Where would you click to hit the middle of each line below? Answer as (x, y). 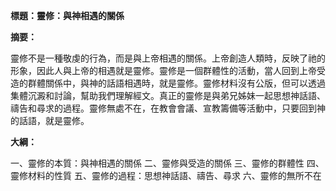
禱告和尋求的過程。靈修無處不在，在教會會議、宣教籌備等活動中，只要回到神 (168, 108)
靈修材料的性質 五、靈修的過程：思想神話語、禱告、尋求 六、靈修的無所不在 (166, 175)
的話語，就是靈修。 (50, 120)
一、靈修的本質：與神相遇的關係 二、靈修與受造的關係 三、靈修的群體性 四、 (167, 163)
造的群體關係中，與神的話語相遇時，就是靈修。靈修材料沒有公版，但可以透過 (168, 83)
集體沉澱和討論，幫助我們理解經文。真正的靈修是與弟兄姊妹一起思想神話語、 (168, 95)
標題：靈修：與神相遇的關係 (67, 15)
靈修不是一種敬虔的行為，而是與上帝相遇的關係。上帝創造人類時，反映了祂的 (168, 58)
